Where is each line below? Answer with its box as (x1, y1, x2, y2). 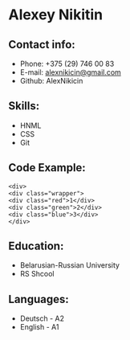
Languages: (8, 292, 70, 306)
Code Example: (8, 161, 86, 174)
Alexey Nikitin (8, 6, 103, 24)
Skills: (8, 99, 40, 113)
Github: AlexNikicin (19, 76, 83, 85)
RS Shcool (19, 269, 55, 279)
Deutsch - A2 (19, 313, 64, 323)
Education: (8, 240, 64, 253)
